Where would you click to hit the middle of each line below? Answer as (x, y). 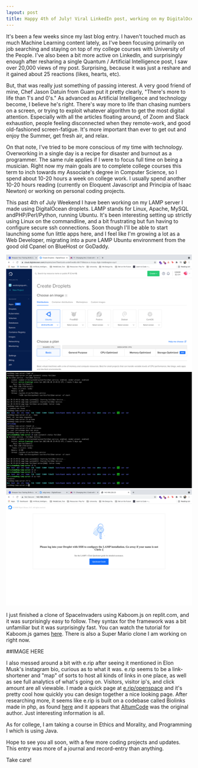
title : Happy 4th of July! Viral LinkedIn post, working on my (85, 19)
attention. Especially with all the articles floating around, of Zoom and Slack (98, 117)
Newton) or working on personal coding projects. (66, 191)
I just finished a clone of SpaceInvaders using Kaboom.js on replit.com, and (98, 615)
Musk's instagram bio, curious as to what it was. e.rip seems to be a (89, 669)
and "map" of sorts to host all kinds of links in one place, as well (109, 675)
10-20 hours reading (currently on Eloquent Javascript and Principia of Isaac (99, 184)
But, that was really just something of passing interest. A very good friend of (99, 85)
